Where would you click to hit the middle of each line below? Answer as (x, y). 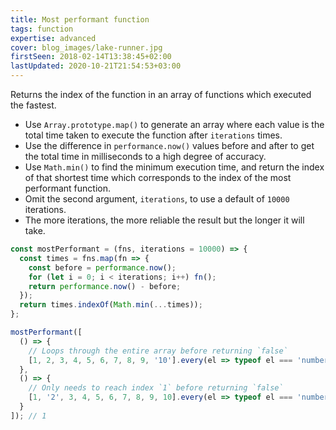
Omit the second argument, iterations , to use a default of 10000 (157, 199)
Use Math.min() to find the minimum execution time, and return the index (174, 167)
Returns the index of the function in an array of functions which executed (161, 94)
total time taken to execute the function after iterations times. (153, 135)
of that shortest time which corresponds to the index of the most (158, 177)
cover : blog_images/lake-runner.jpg (86, 47)
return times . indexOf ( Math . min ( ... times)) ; (111, 305)
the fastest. (33, 105)
